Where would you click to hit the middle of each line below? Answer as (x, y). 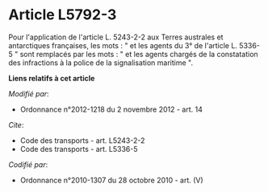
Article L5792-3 (63, 15)
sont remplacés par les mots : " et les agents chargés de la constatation (139, 54)
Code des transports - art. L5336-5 (79, 149)
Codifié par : (28, 164)
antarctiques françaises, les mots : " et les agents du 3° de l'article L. (123, 45)
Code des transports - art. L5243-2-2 (82, 140)
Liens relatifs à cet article (52, 78)
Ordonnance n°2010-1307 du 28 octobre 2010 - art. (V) (111, 180)
